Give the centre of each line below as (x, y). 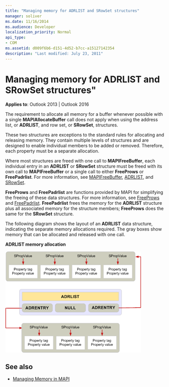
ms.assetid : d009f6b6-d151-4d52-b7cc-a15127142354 (60, 48)
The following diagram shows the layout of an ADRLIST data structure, (79, 223)
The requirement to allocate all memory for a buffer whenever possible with (84, 114)
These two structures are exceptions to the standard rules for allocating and (85, 135)
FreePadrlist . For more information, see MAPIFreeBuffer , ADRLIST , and (79, 177)
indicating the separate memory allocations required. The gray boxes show (84, 229)
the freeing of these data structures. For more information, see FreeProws (82, 198)
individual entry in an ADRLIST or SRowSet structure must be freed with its (84, 166)
